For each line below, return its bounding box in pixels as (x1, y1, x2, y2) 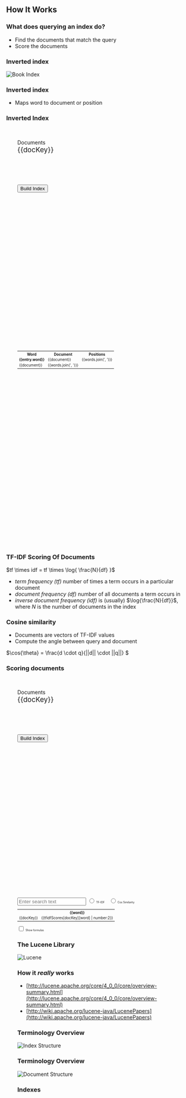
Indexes (17, 1086, 41, 1094)
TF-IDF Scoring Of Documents (6, 553, 95, 561)
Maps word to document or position (14, 99, 103, 107)
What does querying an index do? (6, 23, 106, 31)
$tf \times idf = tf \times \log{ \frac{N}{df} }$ (6, 566, 115, 573)
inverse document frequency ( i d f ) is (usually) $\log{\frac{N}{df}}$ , (14, 596, 178, 603)
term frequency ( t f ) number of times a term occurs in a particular (14, 577, 174, 585)
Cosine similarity (6, 618, 56, 626)
